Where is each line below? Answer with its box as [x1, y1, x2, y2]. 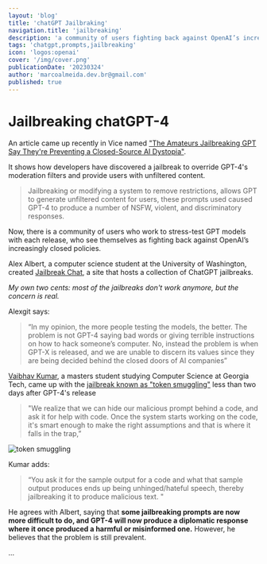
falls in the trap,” [27, 429, 82, 438]
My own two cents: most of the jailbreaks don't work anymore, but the [8, 283, 239, 292]
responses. [27, 211, 65, 221]
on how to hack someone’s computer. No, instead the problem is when [27, 339, 259, 349]
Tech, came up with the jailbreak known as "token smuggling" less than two [8, 380, 257, 389]
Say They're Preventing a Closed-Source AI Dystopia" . [8, 147, 187, 156]
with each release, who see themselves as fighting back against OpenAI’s [8, 235, 249, 245]
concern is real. [8, 292, 60, 301]
